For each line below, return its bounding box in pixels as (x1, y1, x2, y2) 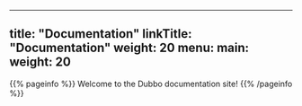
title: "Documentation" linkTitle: (9, 26, 192, 41)
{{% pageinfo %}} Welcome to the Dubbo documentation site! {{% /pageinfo (9, 78, 293, 89)
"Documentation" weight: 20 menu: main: (9, 40, 250, 56)
